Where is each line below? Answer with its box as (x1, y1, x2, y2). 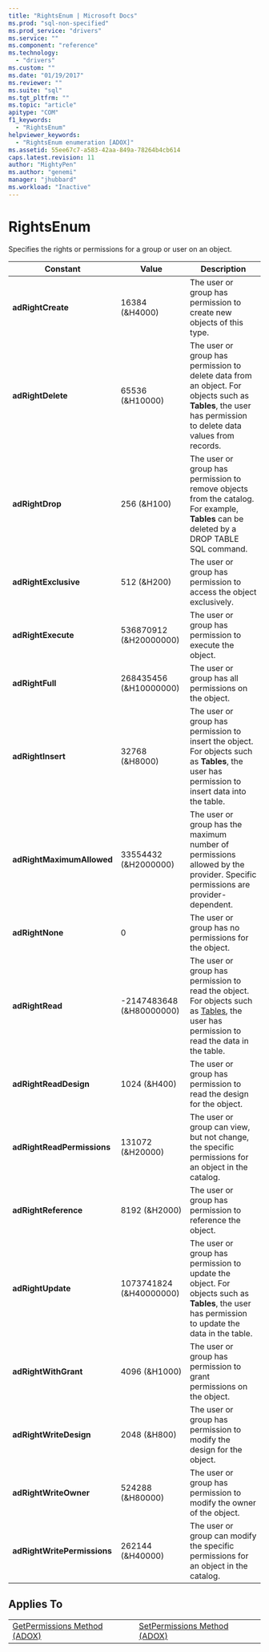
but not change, (189, 1131, 250, 1142)
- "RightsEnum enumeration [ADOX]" (15, 138, 134, 147)
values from (189, 430, 235, 441)
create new (189, 306, 232, 317)
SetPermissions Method (139, 1620, 229, 1631)
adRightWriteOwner (12, 1487, 90, 1498)
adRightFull (12, 677, 57, 689)
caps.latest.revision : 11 (8, 153, 94, 161)
